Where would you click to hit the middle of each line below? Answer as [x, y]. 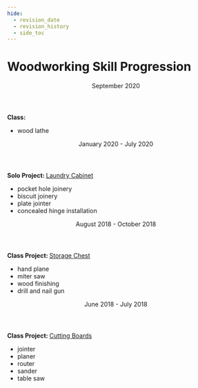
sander [27, 371]
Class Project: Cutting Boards [50, 336]
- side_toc [29, 33]
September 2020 [116, 86]
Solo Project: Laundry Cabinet [50, 176]
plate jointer [34, 203]
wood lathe [33, 131]
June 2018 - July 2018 [116, 305]
